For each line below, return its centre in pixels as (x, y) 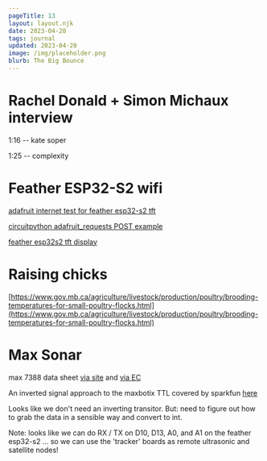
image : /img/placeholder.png (57, 53)
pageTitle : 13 (32, 16)
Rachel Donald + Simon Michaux (119, 101)
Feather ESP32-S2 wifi (86, 188)
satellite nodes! (33, 450)
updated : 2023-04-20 (43, 46)
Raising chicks (58, 274)
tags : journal (32, 38)
